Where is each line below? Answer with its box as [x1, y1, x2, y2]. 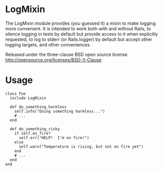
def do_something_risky [10, 126, 60, 132]
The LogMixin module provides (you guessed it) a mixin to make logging [5, 20, 156, 26]
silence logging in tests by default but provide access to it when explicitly [5, 31, 158, 37]
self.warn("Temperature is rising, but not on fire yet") [18, 144, 144, 149]
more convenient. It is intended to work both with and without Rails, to [5, 25, 151, 31]
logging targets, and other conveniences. [5, 41, 91, 47]
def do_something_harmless [10, 104, 67, 109]
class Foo [5, 91, 26, 96]
